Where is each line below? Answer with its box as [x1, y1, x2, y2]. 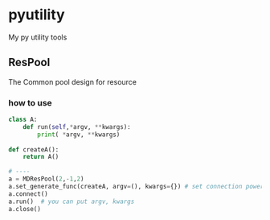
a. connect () [8, 189, 48, 198]
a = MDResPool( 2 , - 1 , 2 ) [8, 175, 84, 183]
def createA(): [8, 145, 59, 154]
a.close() [8, 205, 42, 213]
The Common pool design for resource [8, 77, 137, 86]
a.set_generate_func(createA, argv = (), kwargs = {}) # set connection [8, 183, 243, 191]
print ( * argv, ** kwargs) [37, 131, 121, 139]
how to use [8, 97, 52, 108]
